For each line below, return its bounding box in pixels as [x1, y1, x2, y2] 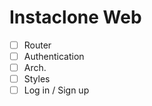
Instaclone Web [9, 6, 142, 29]
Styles [23, 73, 51, 85]
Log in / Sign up [23, 84, 90, 96]
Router [23, 39, 52, 51]
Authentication [23, 51, 85, 62]
